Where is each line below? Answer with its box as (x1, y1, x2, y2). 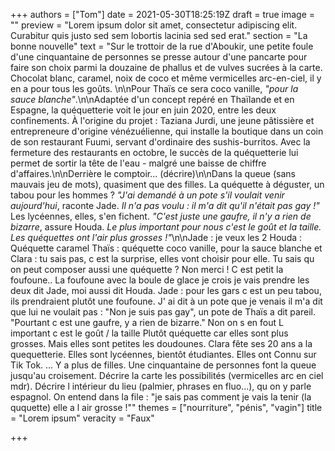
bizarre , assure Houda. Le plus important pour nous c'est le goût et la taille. (10, 221, 322, 233)
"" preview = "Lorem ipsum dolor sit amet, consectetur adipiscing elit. (10, 19, 298, 31)
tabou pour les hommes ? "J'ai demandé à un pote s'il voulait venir (10, 189, 285, 201)
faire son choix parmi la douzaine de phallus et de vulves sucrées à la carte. (10, 62, 323, 73)
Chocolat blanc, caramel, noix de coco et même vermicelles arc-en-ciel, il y (10, 72, 322, 84)
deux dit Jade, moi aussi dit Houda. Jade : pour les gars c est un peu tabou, (10, 285, 322, 296)
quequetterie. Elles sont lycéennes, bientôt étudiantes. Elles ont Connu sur (10, 349, 317, 360)
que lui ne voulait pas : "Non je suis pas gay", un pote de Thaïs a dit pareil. (10, 306, 316, 318)
